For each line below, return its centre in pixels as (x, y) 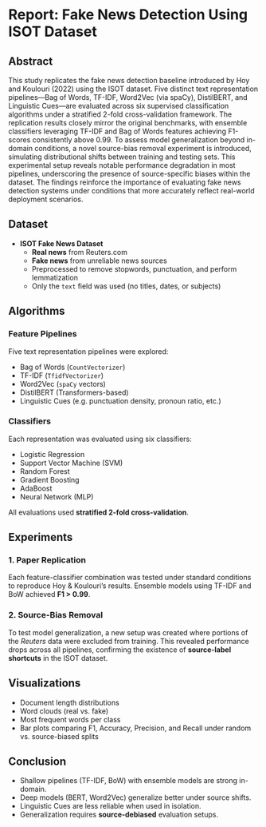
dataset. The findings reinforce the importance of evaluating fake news (125, 182)
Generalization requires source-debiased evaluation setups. (119, 815)
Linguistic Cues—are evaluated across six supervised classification (119, 106)
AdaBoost (36, 488)
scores (20, 140)
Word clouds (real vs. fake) (64, 711)
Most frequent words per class (70, 719)
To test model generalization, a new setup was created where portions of (128, 632)
